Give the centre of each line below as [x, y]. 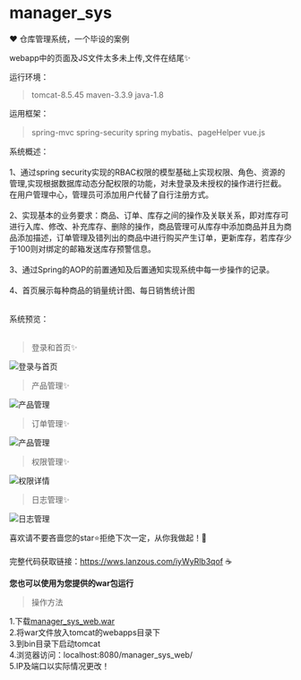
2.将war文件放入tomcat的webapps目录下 [85, 632]
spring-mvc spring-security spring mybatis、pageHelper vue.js [148, 132]
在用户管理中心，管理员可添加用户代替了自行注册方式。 [111, 194]
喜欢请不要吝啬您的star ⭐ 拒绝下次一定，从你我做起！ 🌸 [108, 538]
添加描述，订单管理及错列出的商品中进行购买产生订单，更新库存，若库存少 [154, 237]
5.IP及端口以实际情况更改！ [60, 666]
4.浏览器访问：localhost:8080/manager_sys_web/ [101, 654]
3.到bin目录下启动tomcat [55, 643]
